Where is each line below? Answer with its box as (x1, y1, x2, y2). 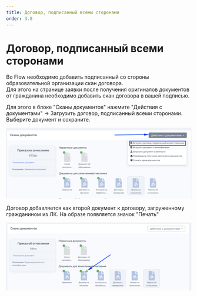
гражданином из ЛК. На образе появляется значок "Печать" (6, 211, 159, 218)
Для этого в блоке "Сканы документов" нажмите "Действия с (6, 103, 163, 111)
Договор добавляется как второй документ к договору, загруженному (6, 204, 185, 211)
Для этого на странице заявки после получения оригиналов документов (6, 86, 190, 93)
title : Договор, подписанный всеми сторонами (6, 9, 119, 15)
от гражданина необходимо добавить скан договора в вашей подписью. (6, 92, 190, 99)
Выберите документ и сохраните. (6, 116, 91, 123)
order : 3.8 (6, 15, 33, 22)
